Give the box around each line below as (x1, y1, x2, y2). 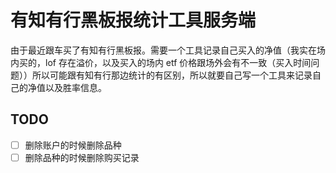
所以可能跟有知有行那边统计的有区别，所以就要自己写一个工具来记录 (31, 69, 313, 81)
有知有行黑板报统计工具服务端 (10, 9, 257, 32)
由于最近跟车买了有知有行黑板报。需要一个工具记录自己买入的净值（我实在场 (10, 44, 326, 56)
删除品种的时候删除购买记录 (24, 151, 140, 163)
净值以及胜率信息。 (27, 81, 107, 93)
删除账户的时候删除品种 (24, 139, 122, 151)
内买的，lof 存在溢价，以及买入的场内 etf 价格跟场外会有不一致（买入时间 (10, 56, 312, 68)
